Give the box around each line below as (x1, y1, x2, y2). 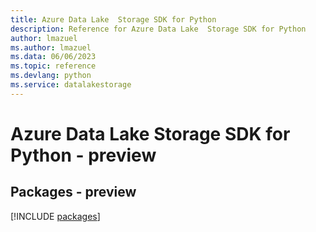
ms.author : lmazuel (10, 42, 92, 53)
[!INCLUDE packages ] (10, 210, 101, 222)
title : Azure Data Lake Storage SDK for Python (10, 14, 217, 25)
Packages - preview (10, 184, 137, 201)
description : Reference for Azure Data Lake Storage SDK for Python (10, 24, 307, 34)
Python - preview (10, 144, 157, 166)
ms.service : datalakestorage (10, 80, 132, 90)
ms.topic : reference (10, 61, 97, 71)
